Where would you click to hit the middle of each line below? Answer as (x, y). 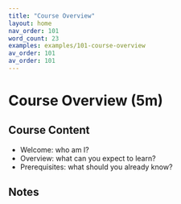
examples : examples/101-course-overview (77, 46)
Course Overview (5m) (86, 101)
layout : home (30, 23)
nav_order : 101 (34, 31)
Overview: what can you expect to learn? (88, 158)
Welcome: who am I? (55, 149)
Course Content (49, 130)
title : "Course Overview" (51, 16)
